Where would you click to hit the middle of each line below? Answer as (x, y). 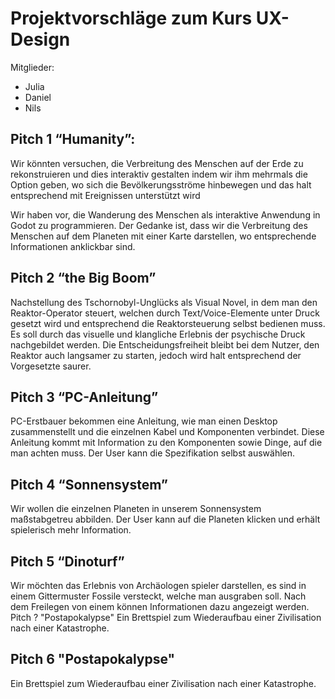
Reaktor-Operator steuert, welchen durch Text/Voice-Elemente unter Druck (165, 313)
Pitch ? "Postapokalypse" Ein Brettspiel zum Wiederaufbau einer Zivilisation (166, 617)
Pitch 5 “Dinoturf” (67, 561)
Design (40, 39)
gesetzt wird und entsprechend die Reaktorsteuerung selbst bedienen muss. (168, 323)
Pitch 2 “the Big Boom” (83, 278)
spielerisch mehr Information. (71, 530)
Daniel (38, 97)
